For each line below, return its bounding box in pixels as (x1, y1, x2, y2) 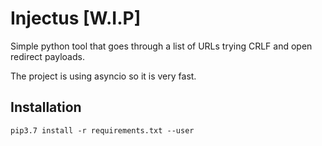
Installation (10, 99, 82, 116)
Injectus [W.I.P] (10, 7, 142, 30)
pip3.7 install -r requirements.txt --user (10, 125, 195, 136)
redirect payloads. (10, 50, 85, 62)
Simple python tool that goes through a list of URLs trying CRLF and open (10, 40, 313, 52)
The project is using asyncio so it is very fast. (10, 70, 197, 82)
